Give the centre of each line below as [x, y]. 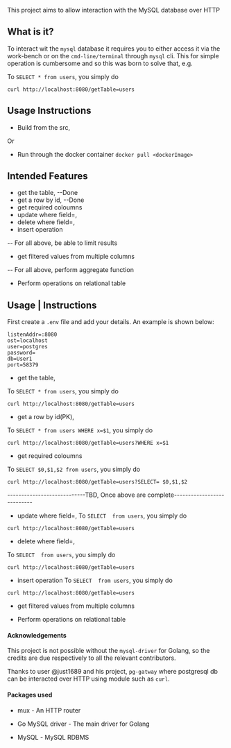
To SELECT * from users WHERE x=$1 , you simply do [80, 430]
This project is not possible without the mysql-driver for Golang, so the [109, 651]
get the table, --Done [48, 193]
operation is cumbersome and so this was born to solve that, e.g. [100, 63]
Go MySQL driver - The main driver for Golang [84, 724]
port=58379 [23, 365]
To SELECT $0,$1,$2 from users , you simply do [74, 469]
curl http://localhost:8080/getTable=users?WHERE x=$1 [88, 443]
